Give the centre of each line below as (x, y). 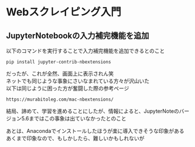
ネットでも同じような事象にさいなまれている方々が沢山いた (78, 81)
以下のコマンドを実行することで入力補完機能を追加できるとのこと (85, 51)
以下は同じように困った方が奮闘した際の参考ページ (68, 88)
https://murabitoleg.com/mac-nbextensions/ (60, 99)
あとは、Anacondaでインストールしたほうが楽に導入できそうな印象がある (95, 131)
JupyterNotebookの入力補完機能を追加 (78, 36)
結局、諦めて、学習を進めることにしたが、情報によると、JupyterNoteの (93, 111)
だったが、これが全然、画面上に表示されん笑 (60, 73)
